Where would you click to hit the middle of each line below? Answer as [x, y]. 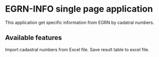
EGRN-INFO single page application [79, 9]
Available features [34, 38]
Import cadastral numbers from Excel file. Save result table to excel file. [77, 49]
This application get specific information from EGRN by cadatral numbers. [80, 22]
